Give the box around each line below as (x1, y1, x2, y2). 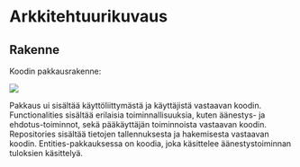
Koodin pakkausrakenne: (9, 66, 102, 76)
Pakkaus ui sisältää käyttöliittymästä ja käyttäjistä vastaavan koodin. (9, 101, 262, 110)
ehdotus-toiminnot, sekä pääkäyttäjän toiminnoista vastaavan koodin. (9, 119, 268, 129)
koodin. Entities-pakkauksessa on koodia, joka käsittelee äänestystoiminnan (9, 138, 292, 149)
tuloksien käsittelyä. (9, 148, 84, 158)
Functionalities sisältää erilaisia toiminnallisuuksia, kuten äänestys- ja (9, 110, 266, 120)
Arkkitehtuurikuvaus (9, 6, 168, 27)
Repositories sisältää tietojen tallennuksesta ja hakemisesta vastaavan (9, 128, 269, 139)
